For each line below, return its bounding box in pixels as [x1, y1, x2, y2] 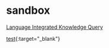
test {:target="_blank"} [6, 35, 61, 42]
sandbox [6, 4, 51, 17]
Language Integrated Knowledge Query [6, 23, 103, 31]
